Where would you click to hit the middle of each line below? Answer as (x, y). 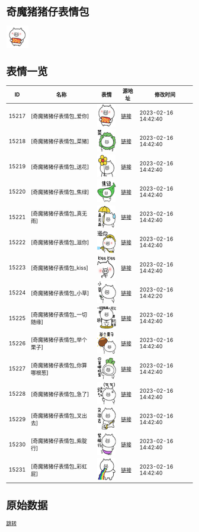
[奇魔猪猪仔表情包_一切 (59, 315)
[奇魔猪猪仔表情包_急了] (60, 394)
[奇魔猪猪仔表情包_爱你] (60, 116)
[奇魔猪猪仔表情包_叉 (56, 416)
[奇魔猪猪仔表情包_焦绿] (60, 192)
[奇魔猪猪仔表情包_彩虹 (59, 466)
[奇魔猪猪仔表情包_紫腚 (59, 441)
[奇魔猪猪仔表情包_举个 (59, 340)
